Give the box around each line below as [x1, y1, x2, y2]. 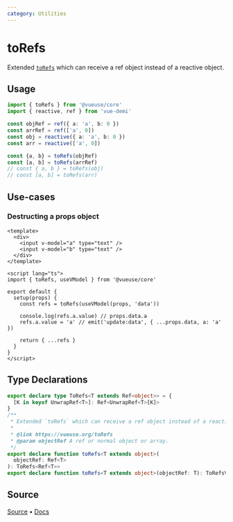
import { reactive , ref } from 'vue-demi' [7, 108, 132, 115]
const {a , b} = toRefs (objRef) [7, 152, 98, 160]
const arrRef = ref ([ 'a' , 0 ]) [7, 127, 95, 134]
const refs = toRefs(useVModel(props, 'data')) [19, 300, 159, 308]
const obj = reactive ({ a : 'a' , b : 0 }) [7, 133, 126, 140]
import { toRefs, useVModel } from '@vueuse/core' [7, 276, 157, 283]
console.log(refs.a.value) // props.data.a [19, 312, 148, 319]
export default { [7, 288, 58, 295]
